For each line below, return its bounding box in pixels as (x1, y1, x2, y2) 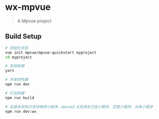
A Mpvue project (17, 18, 52, 24)
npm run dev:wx (5, 109, 37, 114)
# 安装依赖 (5, 63, 25, 68)
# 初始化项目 (5, 45, 28, 51)
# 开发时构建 (5, 77, 28, 82)
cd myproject (5, 55, 32, 59)
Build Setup (5, 32, 42, 41)
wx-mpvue (5, 1, 51, 13)
